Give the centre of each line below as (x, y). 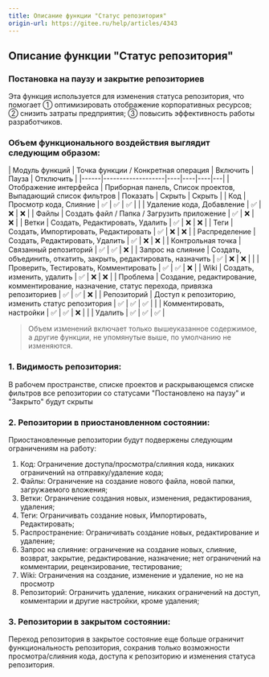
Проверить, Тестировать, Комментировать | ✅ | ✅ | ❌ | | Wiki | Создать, (131, 268)
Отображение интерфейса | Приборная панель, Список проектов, (122, 188)
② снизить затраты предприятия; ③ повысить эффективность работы (132, 114)
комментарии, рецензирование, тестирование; (101, 567)
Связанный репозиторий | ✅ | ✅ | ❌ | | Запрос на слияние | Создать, (125, 250)
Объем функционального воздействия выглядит (109, 143)
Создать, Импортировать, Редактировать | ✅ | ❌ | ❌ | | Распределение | (132, 232)
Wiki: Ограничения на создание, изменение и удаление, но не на (131, 576)
